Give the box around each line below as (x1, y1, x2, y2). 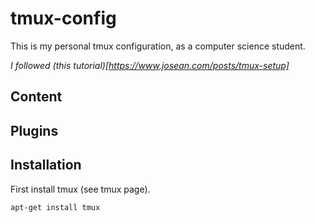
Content (10, 88, 63, 106)
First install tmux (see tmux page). (10, 183, 151, 195)
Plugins (10, 122, 59, 139)
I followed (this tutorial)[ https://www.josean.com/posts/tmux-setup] (10, 59, 290, 71)
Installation (10, 157, 82, 174)
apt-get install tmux (10, 202, 101, 212)
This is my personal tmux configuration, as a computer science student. (10, 40, 306, 52)
